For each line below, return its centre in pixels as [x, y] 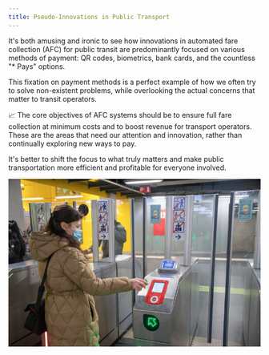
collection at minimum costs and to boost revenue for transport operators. [130, 126]
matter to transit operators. [53, 99]
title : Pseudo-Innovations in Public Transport [89, 17]
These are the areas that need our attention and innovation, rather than [125, 135]
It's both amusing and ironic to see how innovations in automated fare [123, 41]
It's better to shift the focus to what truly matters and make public [116, 159]
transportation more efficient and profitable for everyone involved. [117, 167]
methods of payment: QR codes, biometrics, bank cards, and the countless [132, 58]
